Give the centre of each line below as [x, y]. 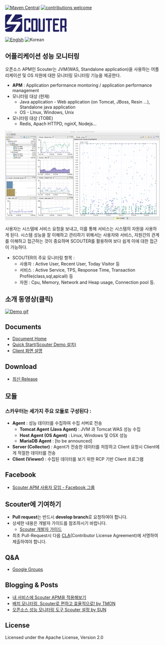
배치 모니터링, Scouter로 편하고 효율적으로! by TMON [64, 604]
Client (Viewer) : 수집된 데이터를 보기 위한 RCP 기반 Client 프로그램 [78, 459]
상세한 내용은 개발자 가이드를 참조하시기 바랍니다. [59, 523]
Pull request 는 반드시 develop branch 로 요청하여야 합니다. [70, 517]
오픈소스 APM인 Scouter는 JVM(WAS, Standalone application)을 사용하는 [78, 69]
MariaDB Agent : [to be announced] [56, 441]
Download [21, 366]
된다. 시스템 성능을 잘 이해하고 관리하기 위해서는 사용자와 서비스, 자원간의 [80, 235]
